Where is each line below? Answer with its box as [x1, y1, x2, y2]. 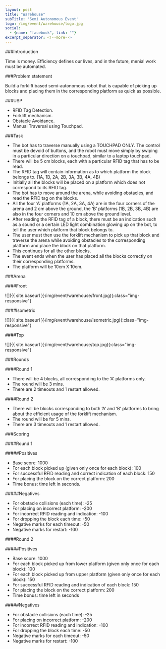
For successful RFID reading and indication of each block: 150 [12, 581, 139, 587]
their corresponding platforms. [12, 258, 75, 264]
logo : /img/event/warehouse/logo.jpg [5, 21, 83, 26]
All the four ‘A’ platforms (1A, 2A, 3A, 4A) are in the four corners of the [12, 200, 155, 206]
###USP [5, 97, 22, 103]
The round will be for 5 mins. [12, 416, 71, 422]
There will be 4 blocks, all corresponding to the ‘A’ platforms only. [12, 375, 146, 381]
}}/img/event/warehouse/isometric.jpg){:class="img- [41, 317, 149, 323]
